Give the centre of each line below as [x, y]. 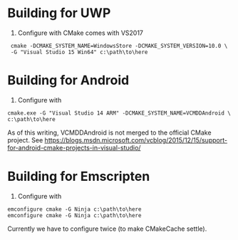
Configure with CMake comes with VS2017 [81, 33]
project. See [25, 140]
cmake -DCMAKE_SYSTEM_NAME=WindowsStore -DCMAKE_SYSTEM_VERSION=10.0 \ [119, 46]
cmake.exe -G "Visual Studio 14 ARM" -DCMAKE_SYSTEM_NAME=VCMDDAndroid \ [119, 113]
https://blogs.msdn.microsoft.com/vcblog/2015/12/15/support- [136, 140]
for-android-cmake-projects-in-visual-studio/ [74, 147]
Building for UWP [59, 13]
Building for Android [68, 80]
